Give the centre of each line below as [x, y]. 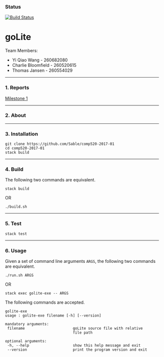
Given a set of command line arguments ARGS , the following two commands [80, 261]
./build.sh [16, 207]
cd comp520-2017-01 [25, 148]
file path [82, 333]
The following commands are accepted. [45, 302]
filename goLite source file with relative [75, 328]
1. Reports [17, 88]
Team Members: [21, 51]
